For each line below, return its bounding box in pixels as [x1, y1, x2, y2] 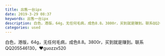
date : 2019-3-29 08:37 [5, 12, 52, 17]
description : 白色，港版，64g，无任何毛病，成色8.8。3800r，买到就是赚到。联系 [5, 20, 153, 26]
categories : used [5, 25, 41, 30]
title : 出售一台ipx [5, 7, 42, 12]
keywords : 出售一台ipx [5, 16, 49, 21]
